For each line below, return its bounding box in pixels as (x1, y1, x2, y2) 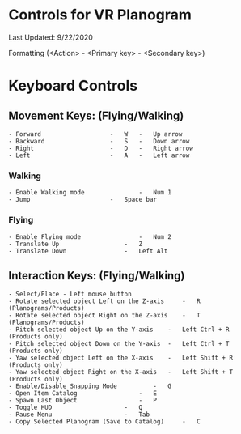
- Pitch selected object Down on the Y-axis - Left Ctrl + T (8, 340, 230, 348)
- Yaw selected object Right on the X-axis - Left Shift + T (8, 368, 233, 377)
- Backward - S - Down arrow (8, 137, 190, 145)
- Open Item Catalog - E (8, 389, 158, 398)
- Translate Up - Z (8, 240, 143, 248)
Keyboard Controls (8, 77, 138, 95)
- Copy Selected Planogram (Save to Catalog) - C (8, 418, 201, 426)
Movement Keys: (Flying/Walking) (8, 108, 184, 122)
